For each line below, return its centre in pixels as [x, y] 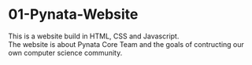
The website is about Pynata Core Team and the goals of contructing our [126, 44]
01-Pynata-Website [73, 14]
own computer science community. [65, 52]
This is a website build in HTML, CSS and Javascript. [94, 36]
